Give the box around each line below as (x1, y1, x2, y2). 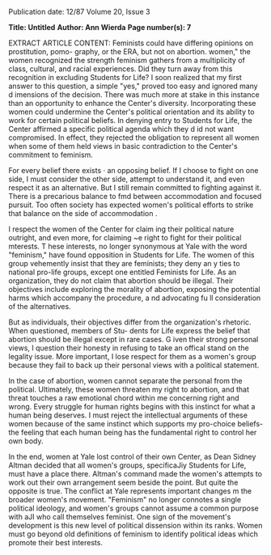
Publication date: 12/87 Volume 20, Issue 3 (8, 7, 150, 16)
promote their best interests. (8, 538, 104, 547)
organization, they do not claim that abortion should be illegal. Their (8, 276, 234, 286)
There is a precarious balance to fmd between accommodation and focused (8, 192, 262, 201)
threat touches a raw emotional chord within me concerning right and (8, 393, 239, 403)
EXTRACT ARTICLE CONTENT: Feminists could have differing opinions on (8, 38, 254, 48)
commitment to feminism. (8, 150, 93, 159)
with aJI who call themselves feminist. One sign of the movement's (8, 512, 231, 521)
